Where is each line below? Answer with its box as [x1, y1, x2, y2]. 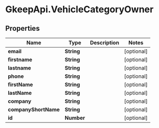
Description [90, 39, 120, 46]
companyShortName [8, 106, 60, 113]
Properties [5, 24, 40, 33]
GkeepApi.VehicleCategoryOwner [5, 4, 154, 15]
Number [65, 114, 86, 121]
